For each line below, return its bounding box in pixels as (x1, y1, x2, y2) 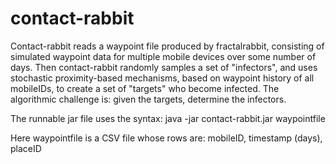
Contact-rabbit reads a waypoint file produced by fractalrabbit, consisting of (10, 40, 325, 52)
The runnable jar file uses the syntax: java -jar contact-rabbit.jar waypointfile (10, 112, 326, 124)
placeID (10, 142, 42, 154)
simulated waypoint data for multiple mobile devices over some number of (10, 50, 317, 62)
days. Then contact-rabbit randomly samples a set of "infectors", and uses (10, 61, 318, 73)
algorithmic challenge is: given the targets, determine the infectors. (10, 93, 287, 105)
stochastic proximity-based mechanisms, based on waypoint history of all (10, 72, 315, 84)
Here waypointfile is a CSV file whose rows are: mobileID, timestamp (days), (10, 132, 323, 144)
